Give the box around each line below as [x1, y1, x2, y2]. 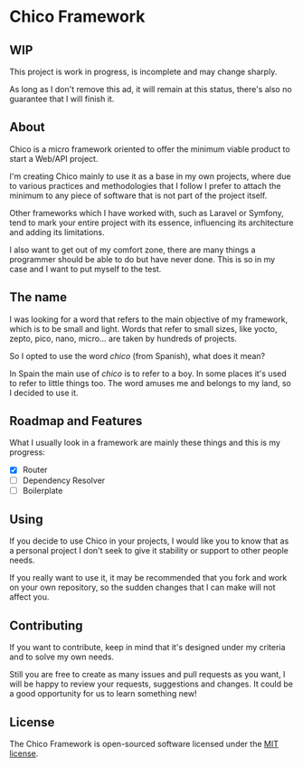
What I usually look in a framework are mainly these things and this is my [9, 437, 280, 449]
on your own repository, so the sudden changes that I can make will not [9, 582, 276, 593]
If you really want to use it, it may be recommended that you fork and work [9, 573, 288, 583]
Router [22, 464, 48, 476]
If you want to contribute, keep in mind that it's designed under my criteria [9, 642, 286, 653]
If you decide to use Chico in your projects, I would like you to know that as [9, 535, 289, 546]
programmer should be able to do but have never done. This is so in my [9, 253, 276, 264]
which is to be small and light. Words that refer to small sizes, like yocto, [9, 323, 278, 334]
